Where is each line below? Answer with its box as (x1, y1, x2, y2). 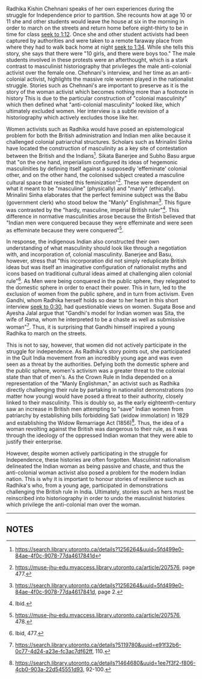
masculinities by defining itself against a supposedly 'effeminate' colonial (6, 165, 188, 172)
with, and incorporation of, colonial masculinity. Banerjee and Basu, (6, 251, 173, 258)
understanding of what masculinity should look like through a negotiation (6, 244, 187, 252)
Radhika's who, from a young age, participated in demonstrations (6, 482, 168, 489)
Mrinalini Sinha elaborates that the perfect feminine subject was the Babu (6, 191, 188, 199)
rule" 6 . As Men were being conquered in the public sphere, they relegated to (6, 276, 196, 285)
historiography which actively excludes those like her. (6, 114, 139, 121)
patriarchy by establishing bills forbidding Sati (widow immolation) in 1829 (6, 412, 189, 419)
